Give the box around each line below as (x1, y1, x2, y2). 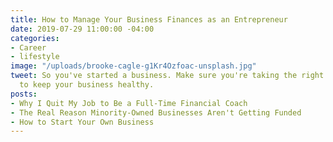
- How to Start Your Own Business (10, 117, 155, 127)
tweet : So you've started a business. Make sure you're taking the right (10, 71, 325, 81)
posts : (10, 89, 38, 99)
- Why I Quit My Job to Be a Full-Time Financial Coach (10, 98, 248, 108)
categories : (10, 33, 60, 43)
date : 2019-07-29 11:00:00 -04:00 (10, 24, 155, 34)
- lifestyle (10, 52, 60, 62)
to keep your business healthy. (19, 80, 155, 90)
